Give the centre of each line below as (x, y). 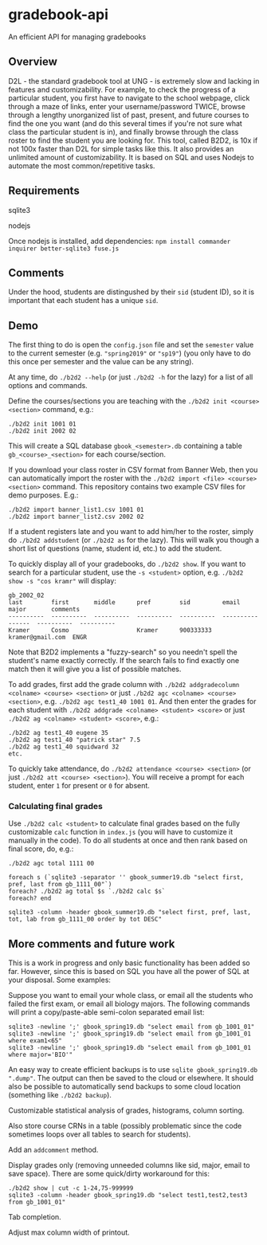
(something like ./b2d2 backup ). (60, 1095)
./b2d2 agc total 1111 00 (51, 864)
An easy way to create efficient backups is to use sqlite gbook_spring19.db (133, 1070)
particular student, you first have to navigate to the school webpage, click (129, 98)
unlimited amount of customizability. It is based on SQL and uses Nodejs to (131, 157)
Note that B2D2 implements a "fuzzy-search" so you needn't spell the (123, 652)
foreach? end (30, 898)
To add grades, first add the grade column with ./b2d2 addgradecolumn (124, 685)
